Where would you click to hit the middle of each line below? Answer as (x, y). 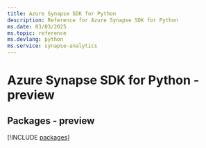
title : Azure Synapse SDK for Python (62, 14)
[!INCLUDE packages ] (38, 137)
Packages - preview (51, 121)
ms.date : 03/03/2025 (37, 26)
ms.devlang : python (35, 40)
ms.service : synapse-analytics (52, 46)
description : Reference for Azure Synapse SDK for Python (93, 20)
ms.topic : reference (37, 33)
